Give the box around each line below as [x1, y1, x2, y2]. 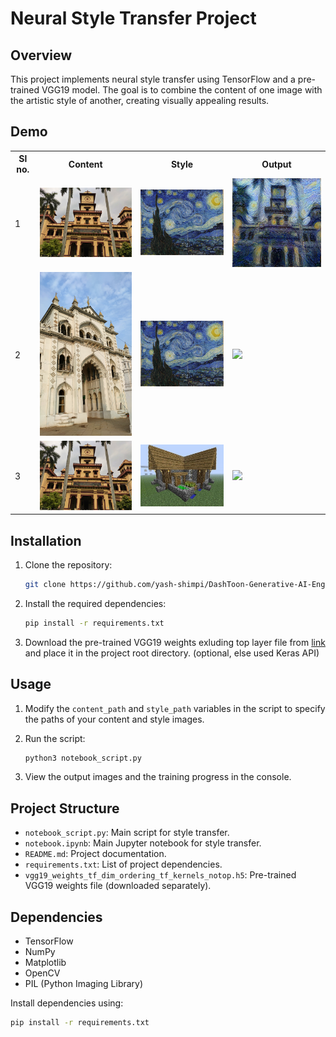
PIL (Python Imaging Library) [24, 978, 144, 990]
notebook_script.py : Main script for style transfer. [24, 827, 230, 839]
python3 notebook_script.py [24, 753, 142, 763]
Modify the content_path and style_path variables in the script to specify [24, 702, 326, 714]
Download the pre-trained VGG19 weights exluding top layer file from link [24, 636, 326, 648]
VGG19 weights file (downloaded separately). [24, 880, 212, 892]
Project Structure [10, 800, 120, 817]
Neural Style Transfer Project [10, 7, 257, 30]
